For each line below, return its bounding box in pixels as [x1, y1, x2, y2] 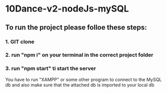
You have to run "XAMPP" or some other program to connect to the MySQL [5, 76, 162, 82]
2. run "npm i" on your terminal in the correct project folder [5, 51, 153, 58]
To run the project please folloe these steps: [5, 23, 147, 32]
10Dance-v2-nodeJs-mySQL [5, 3, 129, 15]
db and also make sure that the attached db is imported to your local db [5, 81, 154, 88]
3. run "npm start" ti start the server [5, 65, 96, 72]
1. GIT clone [5, 38, 34, 45]
